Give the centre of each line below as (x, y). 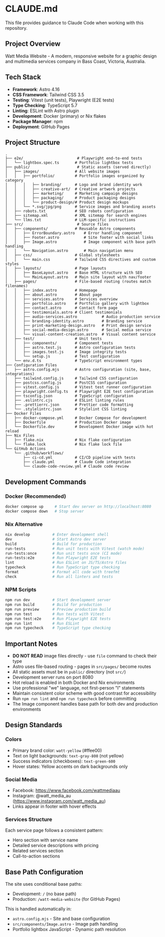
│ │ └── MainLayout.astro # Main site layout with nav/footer (78, 277)
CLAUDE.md (32, 9)
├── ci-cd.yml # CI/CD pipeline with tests (79, 458)
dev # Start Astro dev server (56, 539)
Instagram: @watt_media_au (42, 796)
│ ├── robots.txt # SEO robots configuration (69, 211)
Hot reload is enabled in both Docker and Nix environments (73, 683)
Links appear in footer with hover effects (54, 806)
